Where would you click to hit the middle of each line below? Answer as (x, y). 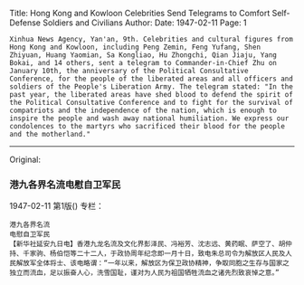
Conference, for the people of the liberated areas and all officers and (152, 79)
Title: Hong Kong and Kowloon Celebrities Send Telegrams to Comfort (140, 13)
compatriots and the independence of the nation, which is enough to (143, 110)
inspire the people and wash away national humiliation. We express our (149, 119)
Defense (25, 23)
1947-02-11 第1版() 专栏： (57, 206)
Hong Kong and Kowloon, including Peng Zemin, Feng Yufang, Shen (135, 47)
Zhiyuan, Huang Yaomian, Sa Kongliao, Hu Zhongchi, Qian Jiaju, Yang (143, 55)
